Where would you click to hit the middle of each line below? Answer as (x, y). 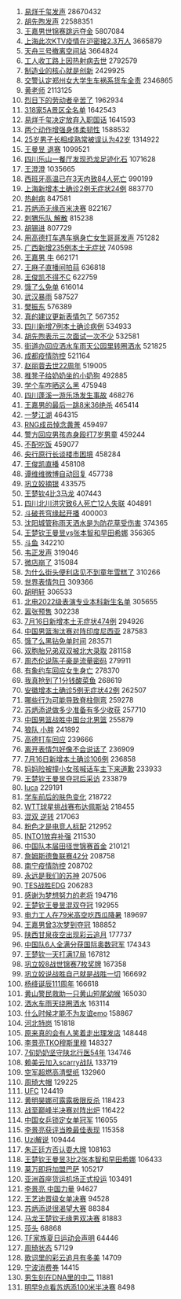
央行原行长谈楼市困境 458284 (72, 454)
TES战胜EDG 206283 (58, 885)
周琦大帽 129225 (51, 1082)
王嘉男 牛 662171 (51, 257)
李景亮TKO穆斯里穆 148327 (68, 1043)
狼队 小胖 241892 (52, 729)
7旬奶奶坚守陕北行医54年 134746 (78, 1052)
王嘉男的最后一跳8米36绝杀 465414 (81, 405)
